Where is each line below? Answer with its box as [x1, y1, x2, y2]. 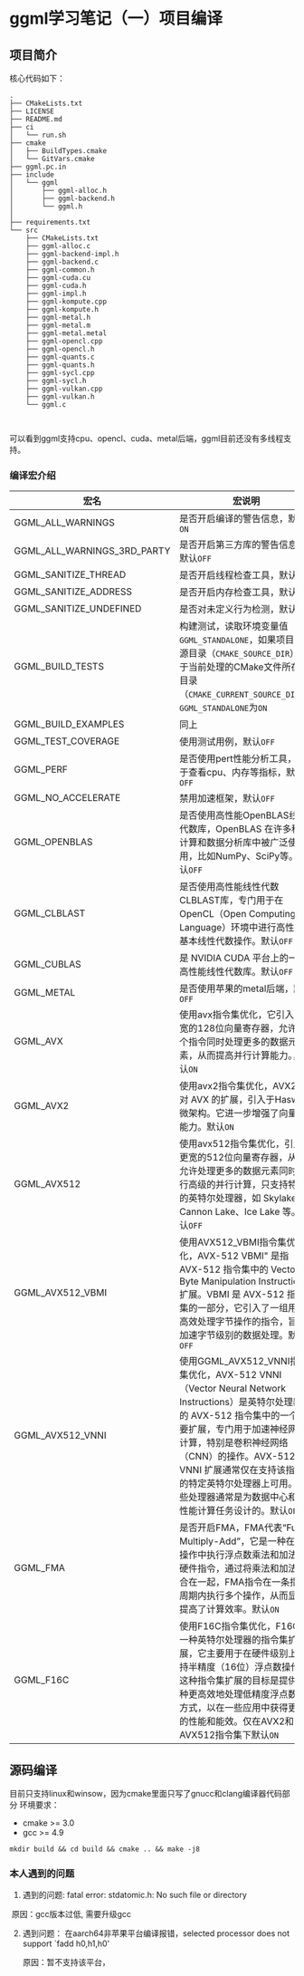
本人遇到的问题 [9, 1867, 75, 1880]
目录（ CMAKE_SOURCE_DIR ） [188, 647, 299, 660]
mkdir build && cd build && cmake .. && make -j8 [9, 1845, 201, 1854]
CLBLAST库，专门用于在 [179, 894, 284, 907]
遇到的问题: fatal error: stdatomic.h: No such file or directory [22, 1890, 247, 1901]
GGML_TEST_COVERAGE [14, 735, 120, 747]
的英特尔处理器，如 [179, 1192, 261, 1205]
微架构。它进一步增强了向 [179, 1107, 289, 1120]
